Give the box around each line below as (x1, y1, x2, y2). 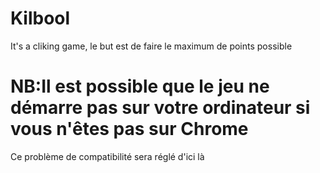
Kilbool (10, 7, 71, 30)
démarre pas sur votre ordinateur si (10, 97, 311, 119)
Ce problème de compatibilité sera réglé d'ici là (10, 150, 205, 162)
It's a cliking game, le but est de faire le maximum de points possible (10, 40, 293, 52)
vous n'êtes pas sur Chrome (10, 118, 249, 141)
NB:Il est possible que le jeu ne (10, 75, 270, 98)
